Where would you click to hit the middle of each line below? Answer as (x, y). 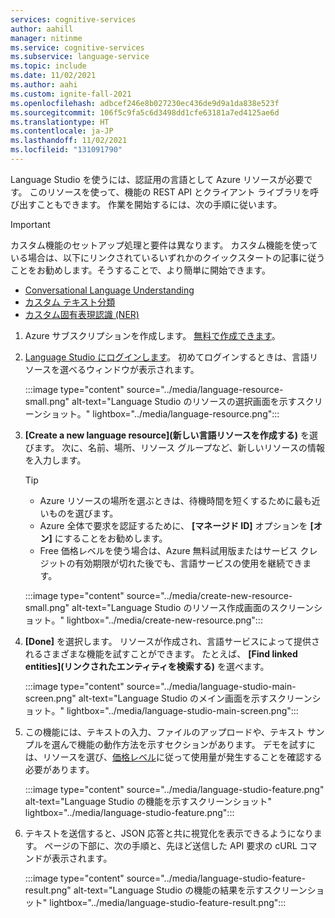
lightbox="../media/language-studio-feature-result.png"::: (168, 902)
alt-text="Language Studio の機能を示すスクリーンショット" (148, 801)
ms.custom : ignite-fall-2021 (71, 94)
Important (30, 224)
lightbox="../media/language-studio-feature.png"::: (129, 812)
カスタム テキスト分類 (70, 302)
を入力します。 (55, 460)
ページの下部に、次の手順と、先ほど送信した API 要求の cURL (171, 845)
